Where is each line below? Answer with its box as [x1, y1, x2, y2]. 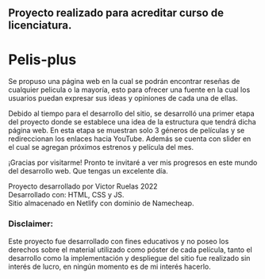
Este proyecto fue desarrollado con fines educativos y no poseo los [8, 236, 229, 246]
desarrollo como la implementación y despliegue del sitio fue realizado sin [8, 253, 251, 262]
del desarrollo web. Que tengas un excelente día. [8, 166, 168, 176]
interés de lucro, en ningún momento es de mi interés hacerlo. [8, 262, 212, 271]
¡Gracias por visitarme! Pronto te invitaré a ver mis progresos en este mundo [8, 158, 258, 167]
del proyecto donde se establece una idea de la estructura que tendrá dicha [8, 117, 256, 127]
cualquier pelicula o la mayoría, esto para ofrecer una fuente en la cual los [8, 85, 251, 94]
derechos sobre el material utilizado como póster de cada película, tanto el [8, 245, 252, 254]
